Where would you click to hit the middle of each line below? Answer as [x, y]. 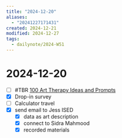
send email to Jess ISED [44, 110]
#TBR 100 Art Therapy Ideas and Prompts [65, 90]
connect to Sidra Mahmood [57, 123]
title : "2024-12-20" [32, 11]
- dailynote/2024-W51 [38, 45]
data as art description [51, 117]
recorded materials [46, 130]
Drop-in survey [33, 96]
